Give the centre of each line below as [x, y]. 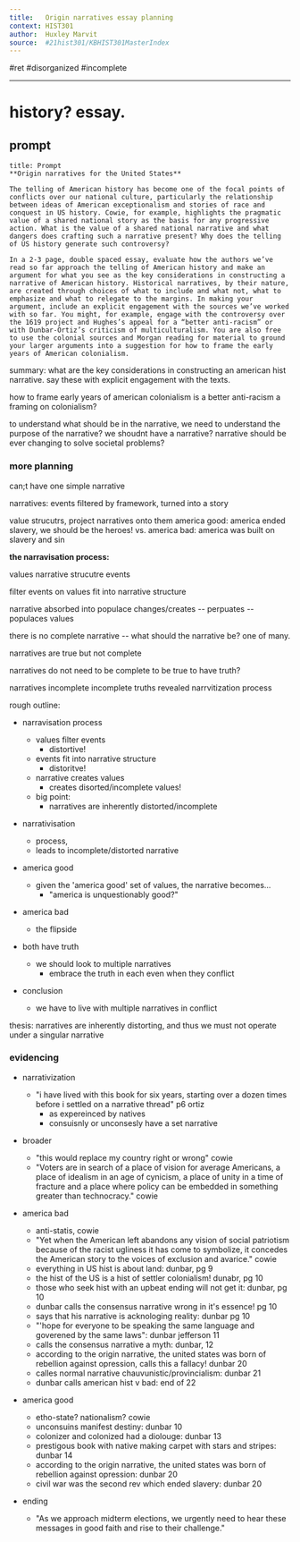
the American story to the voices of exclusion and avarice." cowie [156, 1258]
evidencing [34, 1058]
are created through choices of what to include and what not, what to [145, 292]
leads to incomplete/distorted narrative [107, 850]
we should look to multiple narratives [103, 963]
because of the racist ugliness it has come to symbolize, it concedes [162, 1250]
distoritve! [67, 768]
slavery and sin [37, 539]
